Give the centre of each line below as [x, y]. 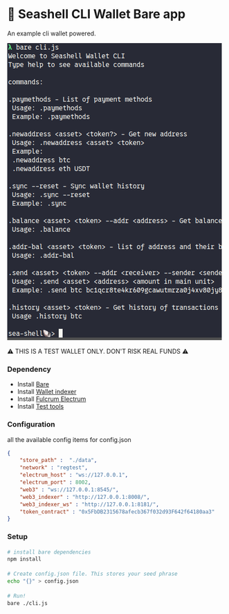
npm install [24, 559]
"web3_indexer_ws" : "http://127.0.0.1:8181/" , [89, 504]
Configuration [31, 425]
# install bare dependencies [49, 552]
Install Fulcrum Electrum [52, 399]
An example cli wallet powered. [52, 33]
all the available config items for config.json [69, 439]
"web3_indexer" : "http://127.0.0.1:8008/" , [85, 497]
